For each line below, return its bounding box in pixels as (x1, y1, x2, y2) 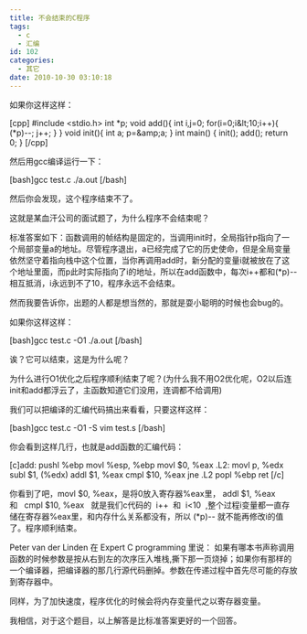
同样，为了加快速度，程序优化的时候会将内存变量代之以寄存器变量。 (9, 596, 266, 607)
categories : (9, 56, 55, 65)
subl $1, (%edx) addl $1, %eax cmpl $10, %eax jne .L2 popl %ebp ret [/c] (9, 468, 285, 480)
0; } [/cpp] (9, 136, 48, 147)
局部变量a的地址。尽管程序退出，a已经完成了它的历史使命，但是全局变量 (16, 243, 291, 254)
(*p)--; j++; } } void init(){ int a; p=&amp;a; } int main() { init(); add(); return (9, 127, 289, 138)
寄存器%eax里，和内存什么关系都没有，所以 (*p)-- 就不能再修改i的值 (25, 510, 284, 521)
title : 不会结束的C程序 (9, 13, 90, 23)
